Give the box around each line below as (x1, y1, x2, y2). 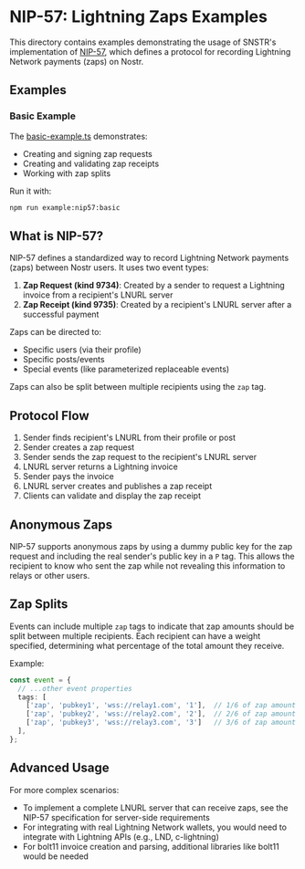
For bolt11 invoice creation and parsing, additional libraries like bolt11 (22, 841, 280, 852)
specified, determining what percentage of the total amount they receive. (9, 640, 285, 651)
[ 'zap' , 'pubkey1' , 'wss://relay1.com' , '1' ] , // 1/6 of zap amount (26, 701, 297, 710)
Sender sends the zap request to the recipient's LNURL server (22, 452, 258, 463)
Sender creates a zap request (22, 442, 135, 453)
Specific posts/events (22, 354, 105, 365)
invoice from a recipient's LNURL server (22, 289, 174, 300)
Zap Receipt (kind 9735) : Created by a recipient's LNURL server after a (22, 299, 292, 310)
